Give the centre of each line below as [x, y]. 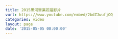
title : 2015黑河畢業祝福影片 [33, 10]
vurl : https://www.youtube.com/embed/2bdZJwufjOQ [59, 15]
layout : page [19, 24]
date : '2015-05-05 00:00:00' [36, 29]
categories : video [25, 19]
